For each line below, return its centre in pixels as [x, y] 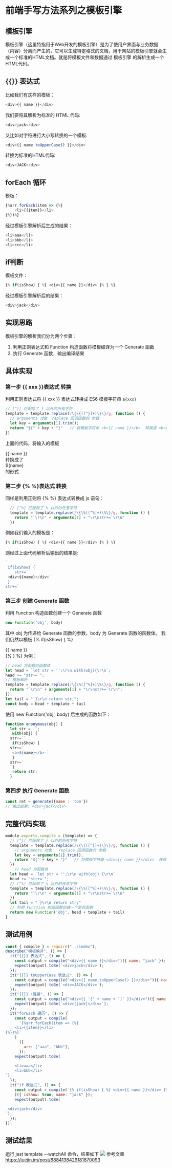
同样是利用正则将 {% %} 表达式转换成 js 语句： [55, 498]
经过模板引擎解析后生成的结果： [39, 225]
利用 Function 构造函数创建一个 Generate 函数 [54, 613]
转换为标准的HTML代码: [30, 155]
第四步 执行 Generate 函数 [37, 791]
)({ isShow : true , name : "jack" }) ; [54, 1095]
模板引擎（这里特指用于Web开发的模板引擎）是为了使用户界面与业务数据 [82, 44]
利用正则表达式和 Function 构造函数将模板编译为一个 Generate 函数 [83, 347]
